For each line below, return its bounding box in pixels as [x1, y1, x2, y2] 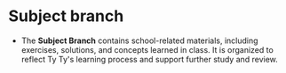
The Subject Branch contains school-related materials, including [20, 35, 258, 46]
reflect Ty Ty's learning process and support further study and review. [20, 54, 279, 64]
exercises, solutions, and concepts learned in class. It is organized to [20, 44, 274, 55]
